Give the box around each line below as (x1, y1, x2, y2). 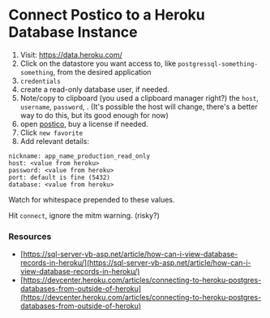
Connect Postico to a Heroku (8, 6, 205, 24)
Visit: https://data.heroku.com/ (19, 50, 123, 59)
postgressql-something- (178, 59, 258, 68)
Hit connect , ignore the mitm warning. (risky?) (8, 210, 160, 220)
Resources (8, 230, 52, 242)
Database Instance (8, 23, 138, 41)
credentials (19, 77, 61, 85)
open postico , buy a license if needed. (19, 119, 148, 129)
